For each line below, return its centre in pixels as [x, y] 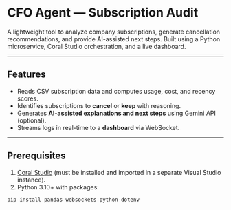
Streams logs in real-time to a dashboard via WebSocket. [98, 127]
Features [26, 75]
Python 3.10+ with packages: [58, 187]
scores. [28, 98]
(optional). [32, 120]
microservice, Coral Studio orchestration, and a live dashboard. [97, 46]
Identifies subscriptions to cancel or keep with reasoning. [99, 105]
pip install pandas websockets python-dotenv [73, 200]
